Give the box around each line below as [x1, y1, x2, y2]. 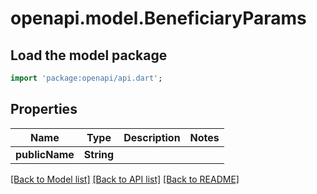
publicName [15, 147, 75, 161]
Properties [10, 101, 78, 118]
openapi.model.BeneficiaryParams [10, 7, 307, 30]
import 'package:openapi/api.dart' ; [10, 73, 163, 83]
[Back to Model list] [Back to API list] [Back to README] [10, 173, 240, 185]
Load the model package [10, 47, 168, 64]
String [83, 147, 115, 161]
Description [123, 130, 181, 144]
